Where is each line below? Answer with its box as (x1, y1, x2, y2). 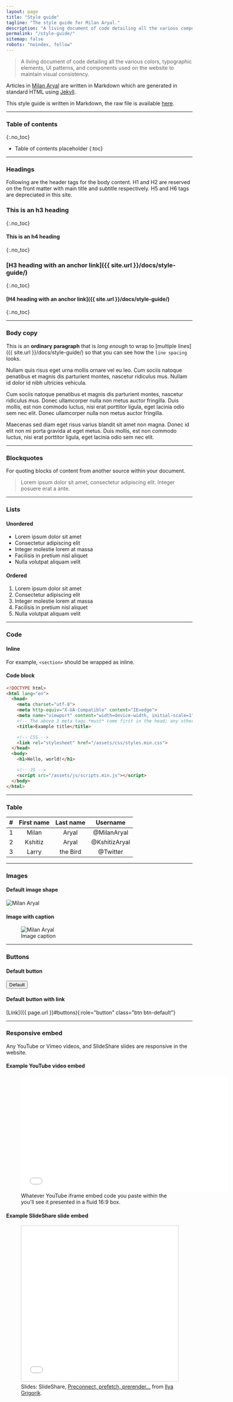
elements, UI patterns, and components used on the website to (20, 64, 174, 71)
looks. (6, 355, 21, 362)
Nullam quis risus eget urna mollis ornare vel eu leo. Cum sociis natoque (6, 366, 182, 374)
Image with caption (6, 913, 54, 920)
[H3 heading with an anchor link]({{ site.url (6, 261, 132, 269)
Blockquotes (6, 454, 43, 462)
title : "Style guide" (6, 14, 60, 20)
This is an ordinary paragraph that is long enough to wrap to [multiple (6, 342, 177, 349)
